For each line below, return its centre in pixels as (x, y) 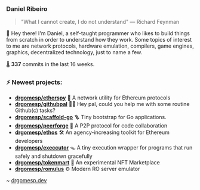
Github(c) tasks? (35, 110)
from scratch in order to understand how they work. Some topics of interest (99, 40)
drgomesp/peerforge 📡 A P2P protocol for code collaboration (91, 125)
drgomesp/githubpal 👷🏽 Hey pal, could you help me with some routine (102, 104)
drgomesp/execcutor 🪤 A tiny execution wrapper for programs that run (104, 147)
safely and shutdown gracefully (53, 156)
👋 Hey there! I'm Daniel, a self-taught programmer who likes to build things (98, 33)
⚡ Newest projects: (34, 82)
